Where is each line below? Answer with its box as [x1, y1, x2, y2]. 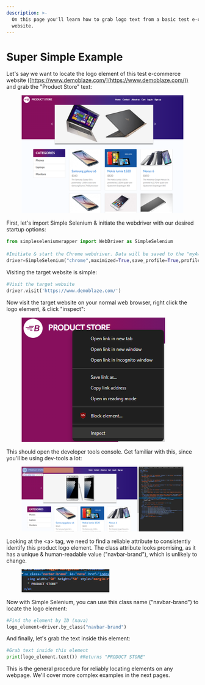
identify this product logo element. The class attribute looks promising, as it [6, 544, 196, 551]
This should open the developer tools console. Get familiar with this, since [6, 447, 192, 455]
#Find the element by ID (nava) [6, 617, 88, 624]
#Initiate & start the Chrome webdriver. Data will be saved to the [6, 251, 184, 257]
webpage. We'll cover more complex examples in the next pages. [6, 672, 171, 679]
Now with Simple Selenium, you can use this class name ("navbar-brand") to [6, 598, 199, 605]
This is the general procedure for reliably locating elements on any [6, 665, 173, 673]
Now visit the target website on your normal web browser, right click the [6, 299, 187, 306]
